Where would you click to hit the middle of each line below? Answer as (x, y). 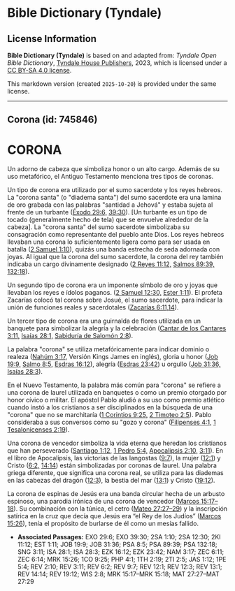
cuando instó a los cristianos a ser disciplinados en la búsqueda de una (110, 407)
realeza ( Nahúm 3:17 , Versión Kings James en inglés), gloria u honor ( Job (113, 357)
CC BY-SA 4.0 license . (40, 70)
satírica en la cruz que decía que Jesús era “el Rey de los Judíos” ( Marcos (114, 516)
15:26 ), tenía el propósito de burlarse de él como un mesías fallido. (103, 524)
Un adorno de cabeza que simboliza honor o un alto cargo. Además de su (114, 169)
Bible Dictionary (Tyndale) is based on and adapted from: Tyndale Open (112, 55)
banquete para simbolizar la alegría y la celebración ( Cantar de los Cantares (117, 328)
